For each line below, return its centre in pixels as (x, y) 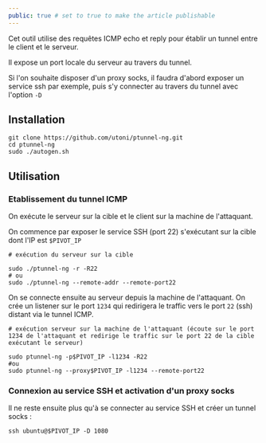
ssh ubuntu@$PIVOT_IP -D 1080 (59, 431)
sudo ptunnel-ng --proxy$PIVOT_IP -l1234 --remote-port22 (106, 371)
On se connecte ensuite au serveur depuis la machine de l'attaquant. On (127, 298)
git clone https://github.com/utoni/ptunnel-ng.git (96, 138)
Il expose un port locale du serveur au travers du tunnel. (100, 62)
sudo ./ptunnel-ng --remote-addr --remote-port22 (92, 283)
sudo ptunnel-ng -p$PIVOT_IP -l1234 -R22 (78, 357)
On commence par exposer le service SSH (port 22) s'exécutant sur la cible (132, 232)
